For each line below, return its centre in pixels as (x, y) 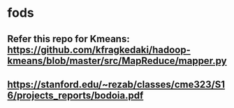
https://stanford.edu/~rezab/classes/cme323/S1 (116, 85)
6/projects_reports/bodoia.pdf (75, 95)
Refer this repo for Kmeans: (69, 39)
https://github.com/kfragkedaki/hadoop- (99, 49)
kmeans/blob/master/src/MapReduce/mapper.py (117, 61)
